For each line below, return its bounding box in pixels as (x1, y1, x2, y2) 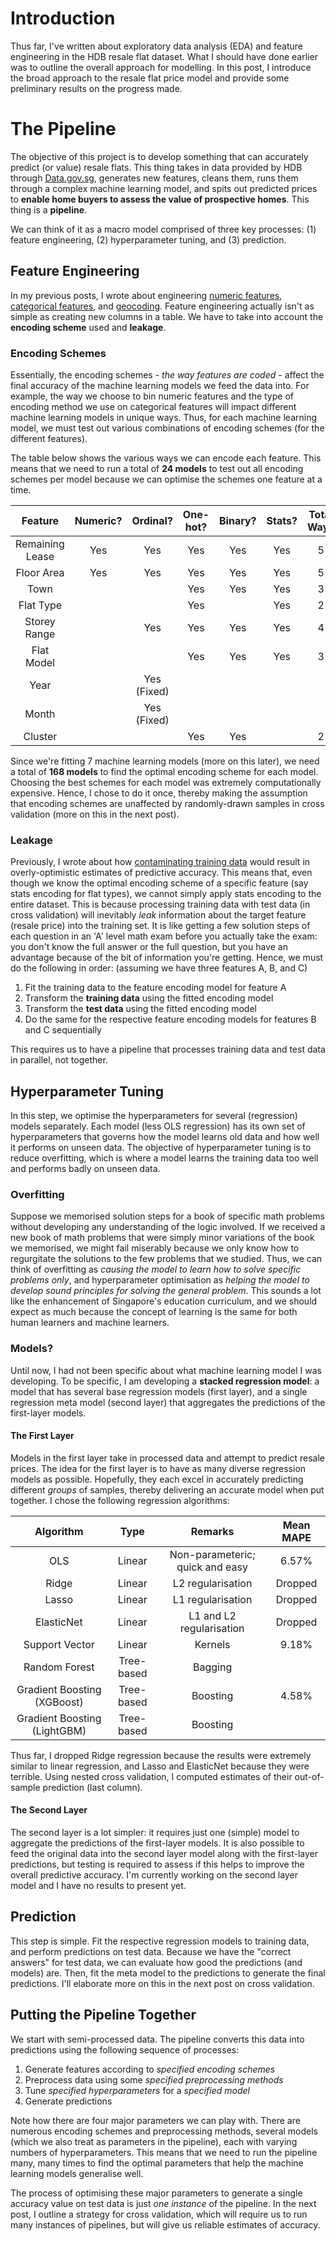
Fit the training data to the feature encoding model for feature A (24, 982, 287, 994)
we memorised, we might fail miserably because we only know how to (10, 1242, 300, 1254)
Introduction (10, 7, 116, 30)
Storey (24, 614, 56, 628)
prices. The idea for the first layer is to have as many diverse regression (10, 1462, 307, 1474)
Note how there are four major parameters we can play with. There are (10, 2114, 301, 2126)
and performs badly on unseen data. (10, 1163, 161, 1175)
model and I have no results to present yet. (10, 1880, 187, 1892)
